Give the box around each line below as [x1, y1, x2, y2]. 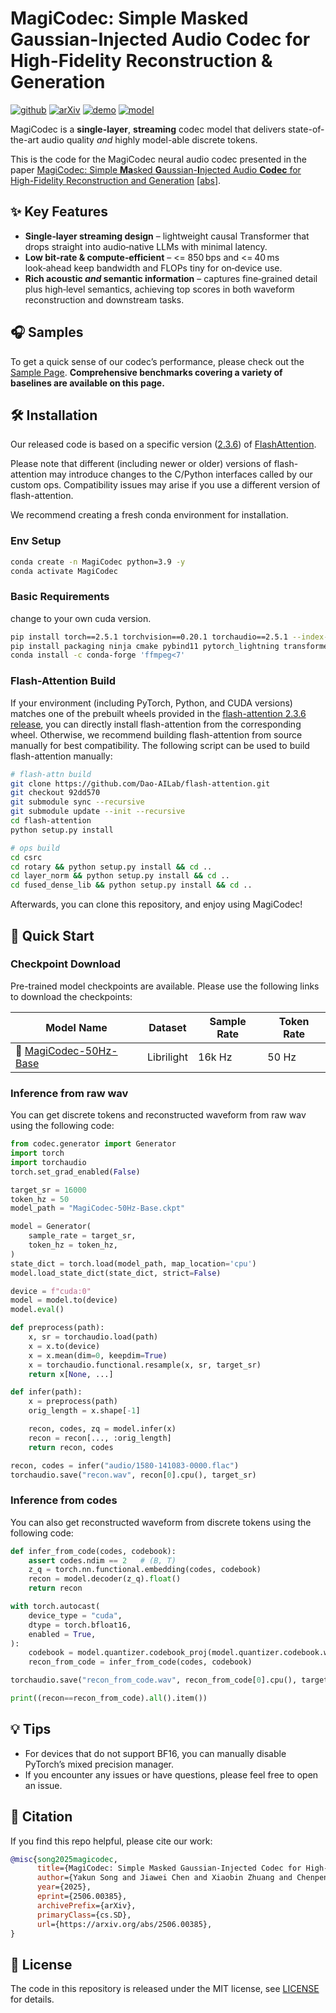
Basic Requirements [10, 590, 110, 604]
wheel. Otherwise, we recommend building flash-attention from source [10, 728, 303, 741]
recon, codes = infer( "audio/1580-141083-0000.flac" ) [10, 1460, 240, 1471]
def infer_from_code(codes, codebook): [10, 1546, 177, 1556]
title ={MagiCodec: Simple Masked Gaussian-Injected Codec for [36, 1863, 302, 1874]
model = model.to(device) [10, 1295, 118, 1306]
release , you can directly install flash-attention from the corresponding [10, 718, 302, 730]
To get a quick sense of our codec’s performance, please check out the [10, 355, 305, 367]
